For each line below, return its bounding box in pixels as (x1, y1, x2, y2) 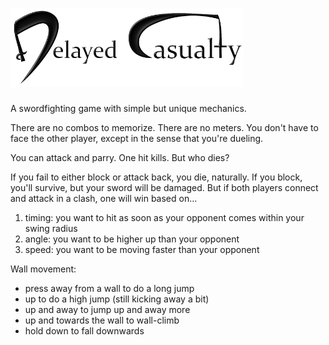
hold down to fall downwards (24, 324, 145, 337)
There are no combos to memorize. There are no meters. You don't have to (10, 121, 319, 133)
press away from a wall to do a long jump (24, 282, 195, 294)
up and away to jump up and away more (24, 303, 191, 315)
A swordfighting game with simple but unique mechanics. (10, 102, 247, 114)
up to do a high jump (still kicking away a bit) (24, 293, 210, 305)
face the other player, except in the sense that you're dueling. (10, 132, 264, 144)
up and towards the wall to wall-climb (24, 314, 180, 326)
